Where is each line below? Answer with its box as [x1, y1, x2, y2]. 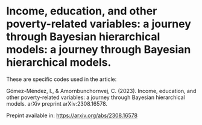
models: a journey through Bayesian [6, 43, 191, 57]
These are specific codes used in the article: [6, 75, 117, 83]
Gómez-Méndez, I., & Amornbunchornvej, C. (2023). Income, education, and [6, 87, 197, 94]
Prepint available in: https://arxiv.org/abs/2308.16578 [6, 112, 137, 119]
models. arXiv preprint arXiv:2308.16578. [6, 100, 107, 107]
